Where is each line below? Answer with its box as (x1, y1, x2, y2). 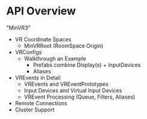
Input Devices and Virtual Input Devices (23, 87, 122, 94)
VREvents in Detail (14, 74, 61, 81)
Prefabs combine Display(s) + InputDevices (33, 61, 141, 69)
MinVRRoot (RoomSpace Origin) (23, 42, 104, 49)
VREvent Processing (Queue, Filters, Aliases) (23, 93, 136, 100)
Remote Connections (14, 99, 67, 106)
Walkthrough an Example (23, 55, 86, 62)
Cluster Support (14, 106, 55, 113)
